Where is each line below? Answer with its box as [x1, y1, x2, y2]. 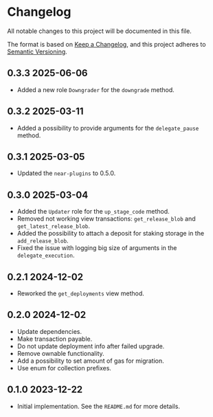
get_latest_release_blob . [16, 222, 91, 230]
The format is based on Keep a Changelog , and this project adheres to [7, 40, 206, 48]
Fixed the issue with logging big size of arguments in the [16, 244, 177, 252]
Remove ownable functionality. [16, 349, 104, 357]
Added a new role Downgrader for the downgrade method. [16, 85, 175, 93]
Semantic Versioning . [7, 47, 67, 56]
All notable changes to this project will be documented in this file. [7, 27, 192, 35]
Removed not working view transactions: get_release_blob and [16, 214, 196, 223]
